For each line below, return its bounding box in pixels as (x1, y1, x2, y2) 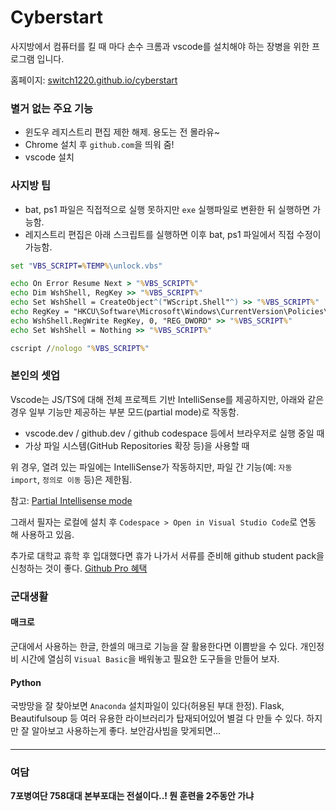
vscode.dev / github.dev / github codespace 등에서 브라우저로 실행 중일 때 (24, 427, 325, 439)
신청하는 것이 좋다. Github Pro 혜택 (10, 562, 148, 574)
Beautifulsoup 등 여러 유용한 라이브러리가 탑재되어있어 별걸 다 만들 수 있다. (10, 712, 305, 725)
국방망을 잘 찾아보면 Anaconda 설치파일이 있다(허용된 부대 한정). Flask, (10, 700, 285, 712)
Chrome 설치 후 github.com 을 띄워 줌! (24, 139, 175, 151)
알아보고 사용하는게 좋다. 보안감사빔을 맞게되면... (31, 725, 221, 737)
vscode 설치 (24, 151, 75, 163)
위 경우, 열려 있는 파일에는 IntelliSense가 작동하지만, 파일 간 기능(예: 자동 (10, 461, 293, 473)
